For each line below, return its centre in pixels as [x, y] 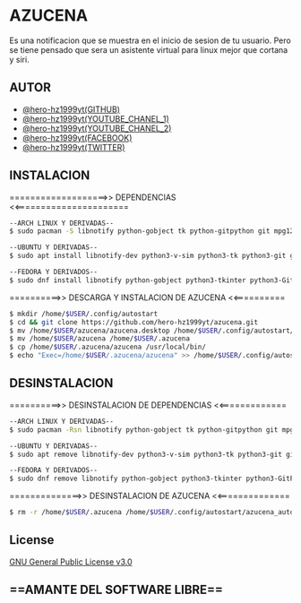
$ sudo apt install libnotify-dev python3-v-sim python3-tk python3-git [148, 256]
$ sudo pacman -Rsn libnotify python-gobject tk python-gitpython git [144, 430]
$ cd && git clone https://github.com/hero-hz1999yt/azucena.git [133, 322]
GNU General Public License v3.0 [71, 562]
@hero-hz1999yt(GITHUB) [71, 109]
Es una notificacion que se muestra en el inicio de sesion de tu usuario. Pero [150, 40]
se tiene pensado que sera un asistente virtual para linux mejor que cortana [149, 49]
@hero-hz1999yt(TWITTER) [73, 147]
